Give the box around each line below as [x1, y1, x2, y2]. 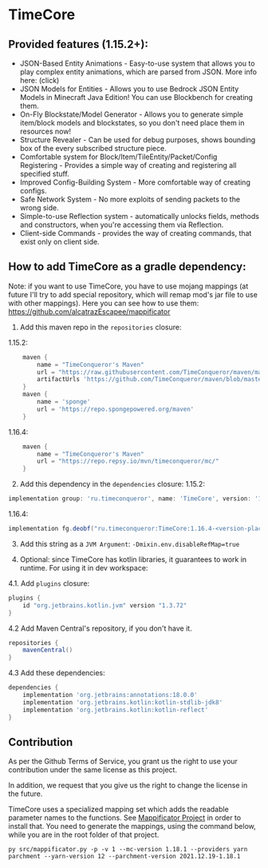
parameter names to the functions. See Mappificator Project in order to [8, 813, 242, 822]
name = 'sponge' [37, 398, 91, 406]
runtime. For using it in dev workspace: [19, 563, 148, 572]
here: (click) [19, 76, 60, 85]
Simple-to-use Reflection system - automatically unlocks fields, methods [19, 212, 259, 221]
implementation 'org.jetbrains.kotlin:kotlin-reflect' [22, 706, 209, 714]
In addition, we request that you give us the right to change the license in [8, 781, 248, 790]
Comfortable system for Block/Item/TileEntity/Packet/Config [19, 152, 218, 161]
